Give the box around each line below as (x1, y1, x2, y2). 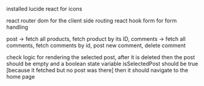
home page (6, 73, 35, 80)
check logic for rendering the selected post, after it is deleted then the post (6, 54, 195, 60)
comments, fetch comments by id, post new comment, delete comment (6, 42, 186, 49)
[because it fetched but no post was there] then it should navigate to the (6, 66, 188, 74)
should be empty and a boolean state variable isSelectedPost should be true (6, 60, 199, 67)
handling (6, 24, 29, 30)
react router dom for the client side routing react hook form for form (6, 17, 177, 24)
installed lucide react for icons (6, 5, 82, 12)
